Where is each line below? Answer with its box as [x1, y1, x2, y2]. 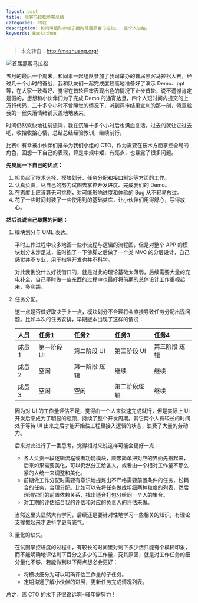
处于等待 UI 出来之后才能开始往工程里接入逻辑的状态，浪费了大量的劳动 [14, 422, 189, 429]
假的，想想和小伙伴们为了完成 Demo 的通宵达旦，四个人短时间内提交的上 [11, 95, 189, 102]
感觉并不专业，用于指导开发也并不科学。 [14, 256, 113, 263]
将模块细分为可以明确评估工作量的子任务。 [23, 571, 127, 578]
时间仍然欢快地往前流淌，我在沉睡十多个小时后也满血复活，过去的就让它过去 [6, 122, 192, 129]
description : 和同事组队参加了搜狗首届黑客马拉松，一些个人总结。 [6, 25, 150, 31]
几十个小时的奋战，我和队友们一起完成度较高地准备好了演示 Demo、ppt [11, 80, 185, 87]
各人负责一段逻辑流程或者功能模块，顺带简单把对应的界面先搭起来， [23, 454, 189, 462]
